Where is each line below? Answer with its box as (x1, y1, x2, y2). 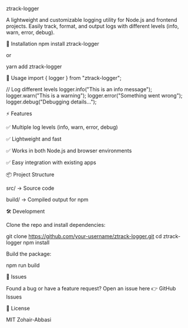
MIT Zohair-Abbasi (6, 316, 52, 323)
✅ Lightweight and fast (6, 135, 62, 142)
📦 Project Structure (6, 171, 55, 178)
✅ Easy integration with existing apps (6, 159, 96, 166)
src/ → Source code (6, 185, 55, 192)
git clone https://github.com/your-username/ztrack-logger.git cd (6, 233, 162, 240)
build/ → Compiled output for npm (6, 196, 89, 203)
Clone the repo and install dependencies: (6, 222, 106, 228)
